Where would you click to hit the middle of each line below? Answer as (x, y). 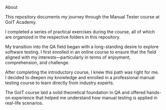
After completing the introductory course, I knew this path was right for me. (82, 72)
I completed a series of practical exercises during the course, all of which (80, 32)
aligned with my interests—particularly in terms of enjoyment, (68, 57)
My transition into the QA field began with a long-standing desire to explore (82, 47)
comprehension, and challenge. (37, 62)
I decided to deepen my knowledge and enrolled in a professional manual (80, 77)
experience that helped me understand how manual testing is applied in (84, 98)
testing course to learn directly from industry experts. (60, 83)
